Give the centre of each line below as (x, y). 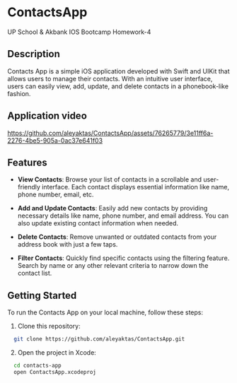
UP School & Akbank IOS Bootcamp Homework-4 (79, 32)
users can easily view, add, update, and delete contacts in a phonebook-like (118, 86)
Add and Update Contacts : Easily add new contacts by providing (112, 208)
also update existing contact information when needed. (98, 223)
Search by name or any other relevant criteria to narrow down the (113, 266)
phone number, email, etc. (56, 194)
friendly (29, 187)
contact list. (35, 273)
